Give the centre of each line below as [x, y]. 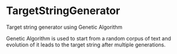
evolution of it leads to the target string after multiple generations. [86, 45]
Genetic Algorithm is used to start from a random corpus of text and [88, 38]
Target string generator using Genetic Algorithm [64, 27]
